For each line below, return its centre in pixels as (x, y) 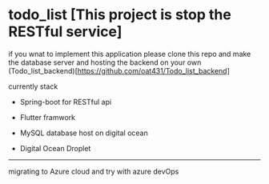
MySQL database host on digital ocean (84, 133)
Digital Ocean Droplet (55, 148)
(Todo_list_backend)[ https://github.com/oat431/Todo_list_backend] (119, 70)
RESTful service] (65, 32)
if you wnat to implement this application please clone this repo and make (130, 54)
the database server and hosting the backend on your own (105, 62)
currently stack (33, 86)
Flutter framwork (48, 117)
